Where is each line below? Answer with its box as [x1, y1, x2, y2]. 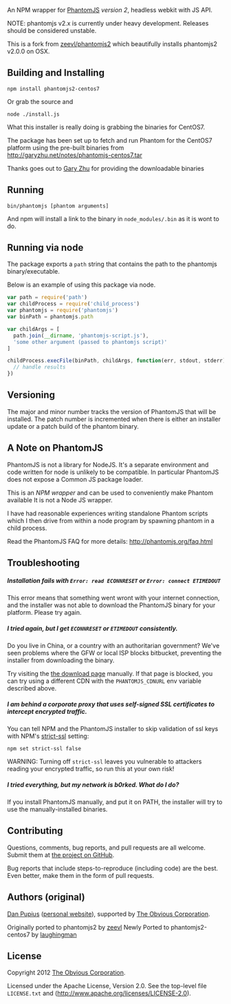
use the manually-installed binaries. [7, 805, 108, 813]
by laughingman [31, 930, 77, 939]
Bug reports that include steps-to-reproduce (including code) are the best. [7, 864, 219, 872]
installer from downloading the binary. [7, 656, 115, 664]
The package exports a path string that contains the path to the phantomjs [7, 260, 218, 268]
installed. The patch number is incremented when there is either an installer [7, 415, 221, 423]
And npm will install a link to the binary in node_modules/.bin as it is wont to [7, 214, 220, 223]
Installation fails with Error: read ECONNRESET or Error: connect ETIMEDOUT [7, 576, 221, 584]
